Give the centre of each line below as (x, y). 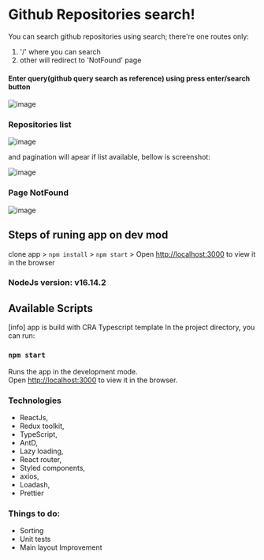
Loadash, (35, 484)
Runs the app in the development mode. (73, 371)
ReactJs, (34, 417)
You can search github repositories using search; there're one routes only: (129, 36)
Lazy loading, (41, 451)
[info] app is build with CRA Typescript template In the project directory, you (132, 327)
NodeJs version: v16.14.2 (57, 283)
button (19, 86)
